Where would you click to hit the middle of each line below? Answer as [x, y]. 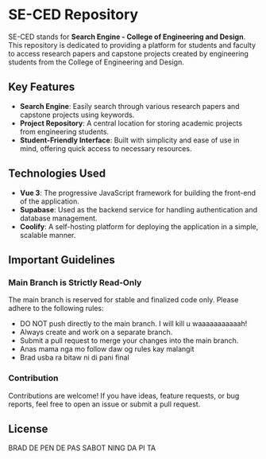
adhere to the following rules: [56, 309]
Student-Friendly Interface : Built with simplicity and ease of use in [129, 140]
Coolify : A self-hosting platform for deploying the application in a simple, [139, 226]
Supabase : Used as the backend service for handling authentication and [139, 209]
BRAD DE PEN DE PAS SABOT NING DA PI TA [82, 448]
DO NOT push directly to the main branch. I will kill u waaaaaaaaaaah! [133, 324]
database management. [58, 218]
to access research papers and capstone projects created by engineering [128, 53]
